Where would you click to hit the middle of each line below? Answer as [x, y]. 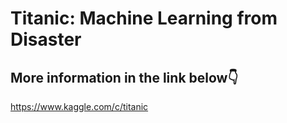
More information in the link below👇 [124, 77]
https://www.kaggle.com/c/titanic [79, 106]
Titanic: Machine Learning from [144, 18]
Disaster [46, 39]
